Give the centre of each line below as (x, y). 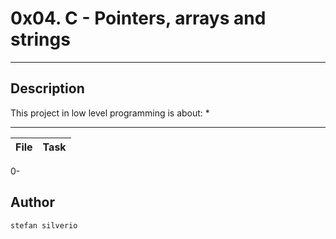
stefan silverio (44, 225)
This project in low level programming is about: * (110, 113)
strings (40, 39)
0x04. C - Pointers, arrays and (138, 18)
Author (32, 202)
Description (47, 88)
